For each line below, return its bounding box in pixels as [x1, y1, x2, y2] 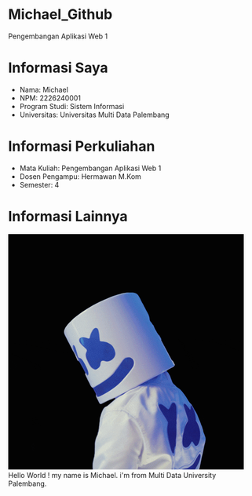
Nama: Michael [19, 85, 69, 94]
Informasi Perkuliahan [8, 137, 155, 155]
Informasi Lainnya [8, 208, 128, 225]
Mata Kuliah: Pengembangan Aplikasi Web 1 [19, 163, 162, 173]
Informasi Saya [8, 59, 108, 77]
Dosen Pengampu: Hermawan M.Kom [19, 171, 141, 181]
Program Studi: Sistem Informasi [19, 101, 125, 111]
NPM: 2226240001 [19, 93, 81, 103]
